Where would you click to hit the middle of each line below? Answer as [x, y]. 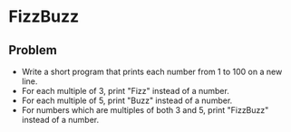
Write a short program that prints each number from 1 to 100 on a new [152, 71]
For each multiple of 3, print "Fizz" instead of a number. [126, 91]
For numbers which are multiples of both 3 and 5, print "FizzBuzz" [145, 110]
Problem [33, 50]
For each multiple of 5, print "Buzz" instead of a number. [127, 100]
